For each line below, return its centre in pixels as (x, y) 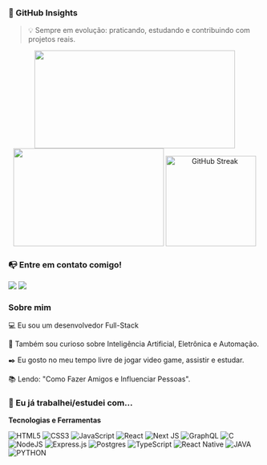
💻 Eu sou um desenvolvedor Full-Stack (73, 325)
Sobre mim (30, 307)
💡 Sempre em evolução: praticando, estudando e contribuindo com (139, 31)
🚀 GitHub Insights (43, 13)
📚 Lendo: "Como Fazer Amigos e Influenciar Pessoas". (99, 379)
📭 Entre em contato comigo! (65, 265)
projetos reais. (52, 39)
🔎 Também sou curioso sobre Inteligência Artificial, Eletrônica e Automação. (133, 344)
